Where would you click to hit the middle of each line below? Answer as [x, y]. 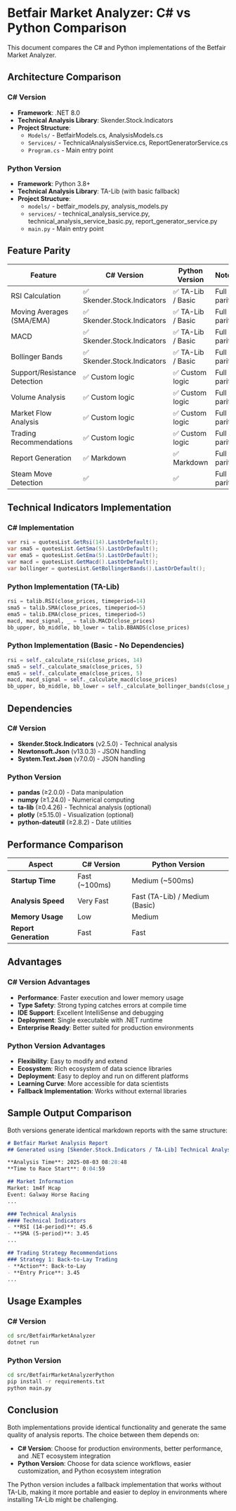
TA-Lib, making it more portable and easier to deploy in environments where [117, 1492]
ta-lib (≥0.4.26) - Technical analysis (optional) [84, 807]
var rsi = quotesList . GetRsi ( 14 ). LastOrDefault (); [83, 542]
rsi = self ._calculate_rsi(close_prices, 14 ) [75, 660]
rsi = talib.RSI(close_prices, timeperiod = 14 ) [77, 601]
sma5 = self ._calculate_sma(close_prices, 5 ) [75, 667]
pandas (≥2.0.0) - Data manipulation [71, 793]
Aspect [41, 864]
